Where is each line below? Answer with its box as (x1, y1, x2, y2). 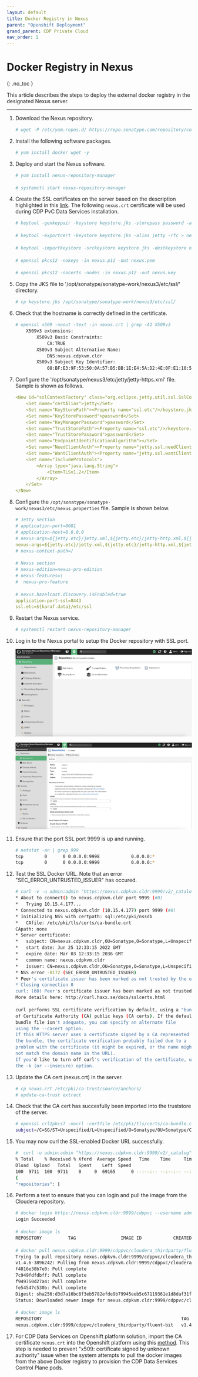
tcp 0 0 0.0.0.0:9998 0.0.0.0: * (15, 853, 155, 859)
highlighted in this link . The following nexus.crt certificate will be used (15, 202, 186, 209)
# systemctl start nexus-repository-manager (15, 185, 126, 191)
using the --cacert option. (15, 1026, 84, 1031)
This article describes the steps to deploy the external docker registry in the (6, 91, 190, 98)
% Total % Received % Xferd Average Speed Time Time (15, 1156, 171, 1162)
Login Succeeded (15, 1217, 55, 1222)
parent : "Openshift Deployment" (6, 22, 86, 28)
